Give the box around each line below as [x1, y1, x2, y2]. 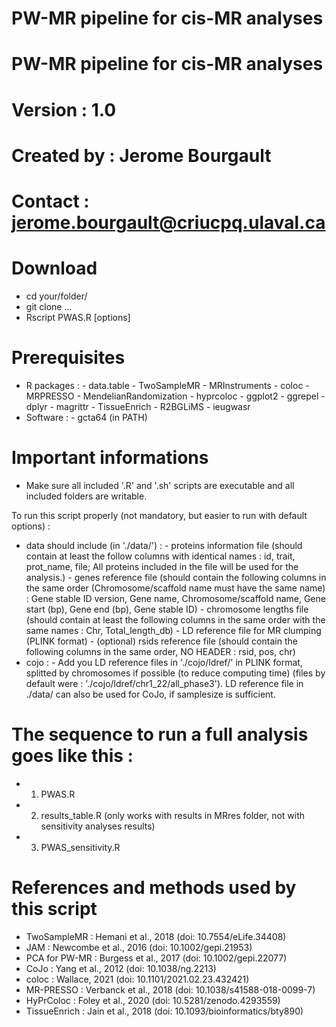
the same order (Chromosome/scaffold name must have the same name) [25, 582, 326, 594]
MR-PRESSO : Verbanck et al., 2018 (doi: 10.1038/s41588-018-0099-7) [25, 983, 316, 996]
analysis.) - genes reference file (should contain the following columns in [25, 571, 327, 583]
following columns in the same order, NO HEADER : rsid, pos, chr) [25, 645, 296, 657]
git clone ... [25, 300, 73, 312]
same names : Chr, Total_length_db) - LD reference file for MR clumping [25, 624, 322, 636]
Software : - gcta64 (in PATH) [25, 411, 148, 423]
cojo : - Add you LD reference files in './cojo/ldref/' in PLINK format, [25, 656, 303, 668]
